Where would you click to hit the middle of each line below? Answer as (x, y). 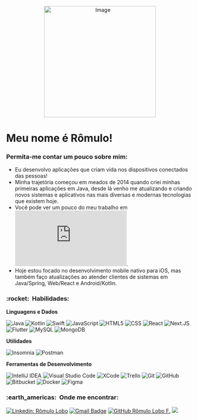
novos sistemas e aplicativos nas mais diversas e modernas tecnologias (103, 195)
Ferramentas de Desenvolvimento (49, 364)
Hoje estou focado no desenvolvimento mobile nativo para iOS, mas (98, 271)
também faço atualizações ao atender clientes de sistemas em (91, 277)
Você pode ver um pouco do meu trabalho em (71, 207)
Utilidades (19, 341)
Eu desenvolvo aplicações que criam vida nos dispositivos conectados (101, 170)
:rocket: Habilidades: (38, 299)
